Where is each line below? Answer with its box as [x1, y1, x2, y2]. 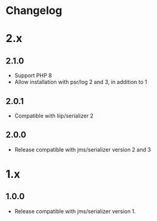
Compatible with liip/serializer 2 [14, 112, 94, 119]
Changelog [5, 4, 62, 18]
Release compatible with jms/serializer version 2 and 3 [14, 146, 151, 153]
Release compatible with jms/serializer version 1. [14, 208, 136, 215]
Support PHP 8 [14, 72, 52, 79]
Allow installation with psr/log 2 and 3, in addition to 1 [14, 79, 147, 86]
